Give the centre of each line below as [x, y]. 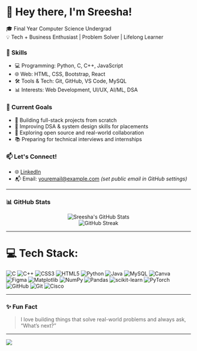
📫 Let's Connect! [32, 156]
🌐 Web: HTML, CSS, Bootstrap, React [60, 74]
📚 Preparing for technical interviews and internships [78, 139]
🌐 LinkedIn [28, 172]
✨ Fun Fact [22, 306]
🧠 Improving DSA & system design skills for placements [81, 126]
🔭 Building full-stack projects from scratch [66, 120]
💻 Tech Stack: [42, 253]
